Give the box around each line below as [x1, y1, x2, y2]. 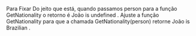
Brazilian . [6, 24, 31, 31]
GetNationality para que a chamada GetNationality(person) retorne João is [6, 18, 190, 25]
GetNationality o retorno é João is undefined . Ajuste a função [6, 11, 159, 19]
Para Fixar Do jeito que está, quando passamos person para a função [6, 5, 178, 12]
